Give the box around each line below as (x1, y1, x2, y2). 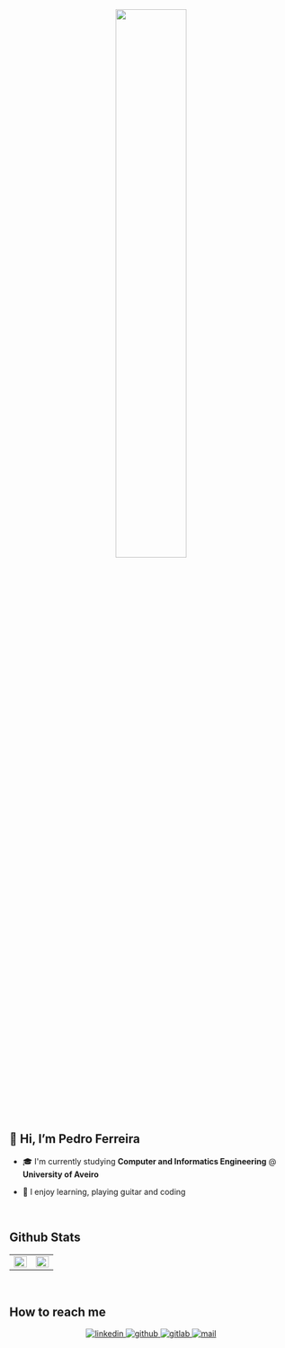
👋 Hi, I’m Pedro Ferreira (9, 1131, 141, 1146)
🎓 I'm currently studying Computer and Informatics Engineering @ (22, 1155, 277, 1166)
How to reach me (9, 1305, 106, 1320)
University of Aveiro (22, 1169, 99, 1180)
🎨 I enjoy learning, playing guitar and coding (22, 1186, 186, 1197)
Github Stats (9, 1230, 81, 1245)
